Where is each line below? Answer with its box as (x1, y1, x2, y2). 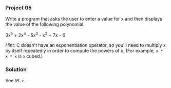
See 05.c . (5, 78, 26, 84)
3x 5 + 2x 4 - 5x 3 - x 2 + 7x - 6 (5, 31, 66, 38)
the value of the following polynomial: (5, 21, 85, 27)
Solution (5, 66, 27, 73)
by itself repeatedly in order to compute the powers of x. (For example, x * (5, 47, 163, 54)
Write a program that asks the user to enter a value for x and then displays (5, 16, 163, 22)
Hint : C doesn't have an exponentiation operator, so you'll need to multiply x (5, 42, 166, 48)
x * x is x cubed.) (5, 53, 43, 59)
